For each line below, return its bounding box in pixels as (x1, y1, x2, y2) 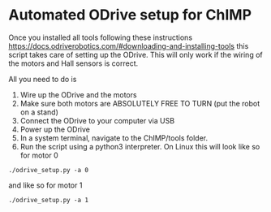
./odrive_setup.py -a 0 (8, 166, 89, 174)
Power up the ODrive (19, 124, 91, 134)
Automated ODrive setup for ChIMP (8, 6, 252, 24)
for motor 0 (19, 150, 58, 160)
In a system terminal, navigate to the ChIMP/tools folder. (19, 132, 209, 143)
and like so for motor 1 (8, 180, 83, 190)
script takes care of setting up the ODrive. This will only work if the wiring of (8, 50, 263, 59)
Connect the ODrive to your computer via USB (19, 115, 175, 125)
